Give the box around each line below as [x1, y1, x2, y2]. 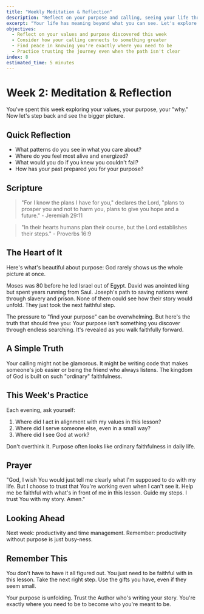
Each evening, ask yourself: [6, 406, 76, 413]
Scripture [6, 183, 42, 193]
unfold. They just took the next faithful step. [6, 301, 116, 308]
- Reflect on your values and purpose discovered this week [12, 32, 167, 38]
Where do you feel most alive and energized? [15, 152, 129, 160]
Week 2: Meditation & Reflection [6, 86, 172, 100]
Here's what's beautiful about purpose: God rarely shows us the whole [6, 263, 183, 271]
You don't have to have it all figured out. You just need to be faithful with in [6, 569, 193, 576]
